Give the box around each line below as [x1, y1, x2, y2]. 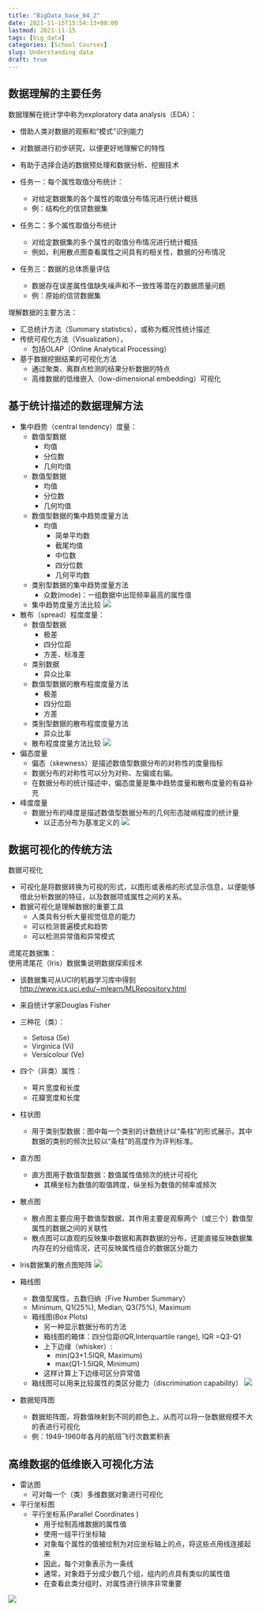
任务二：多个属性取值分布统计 [19, 220, 117, 230]
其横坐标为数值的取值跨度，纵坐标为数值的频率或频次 [43, 1180, 217, 1190]
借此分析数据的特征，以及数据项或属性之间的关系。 [19, 892, 186, 902]
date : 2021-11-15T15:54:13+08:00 [8, 19, 118, 27]
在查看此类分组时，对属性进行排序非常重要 [43, 1579, 182, 1588]
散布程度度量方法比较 [31, 738, 101, 748]
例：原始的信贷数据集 [31, 291, 101, 300]
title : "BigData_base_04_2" [8, 11, 101, 20]
